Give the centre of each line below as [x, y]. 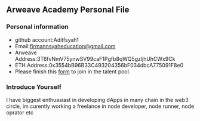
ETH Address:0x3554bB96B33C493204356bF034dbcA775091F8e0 [99, 65]
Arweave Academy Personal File [68, 10]
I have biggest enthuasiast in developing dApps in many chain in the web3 [98, 100]
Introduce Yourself [34, 87]
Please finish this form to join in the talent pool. [73, 72]
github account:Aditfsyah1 [47, 40]
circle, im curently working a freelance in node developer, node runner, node [100, 106]
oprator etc [20, 112]
